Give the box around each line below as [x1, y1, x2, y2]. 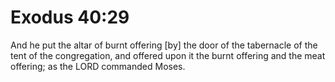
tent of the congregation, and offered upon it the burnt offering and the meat [10, 49, 326, 61]
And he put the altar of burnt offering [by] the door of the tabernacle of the [10, 39, 318, 51]
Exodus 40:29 [10, 6, 130, 29]
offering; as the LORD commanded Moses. [10, 60, 186, 72]
